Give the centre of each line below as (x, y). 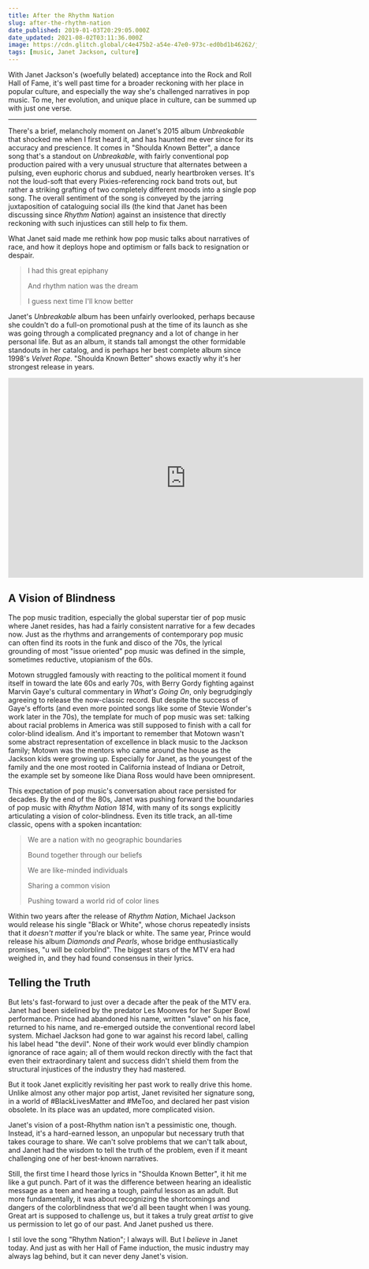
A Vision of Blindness (62, 598)
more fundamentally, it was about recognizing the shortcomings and (119, 1199)
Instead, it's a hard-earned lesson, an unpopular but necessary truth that (126, 1133)
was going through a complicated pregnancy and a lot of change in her (123, 333)
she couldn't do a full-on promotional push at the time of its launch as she (128, 325)
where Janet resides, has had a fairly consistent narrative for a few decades (132, 625)
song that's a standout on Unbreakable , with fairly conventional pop (119, 156)
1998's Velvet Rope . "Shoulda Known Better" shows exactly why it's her (125, 359)
